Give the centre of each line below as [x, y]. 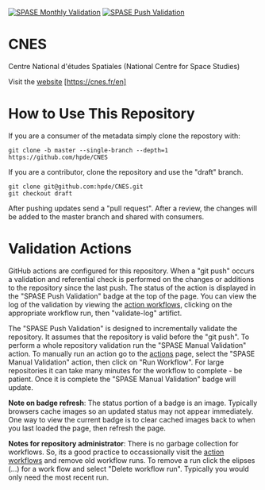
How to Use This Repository [102, 114]
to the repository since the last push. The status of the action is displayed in [132, 287]
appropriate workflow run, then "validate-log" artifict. [95, 313]
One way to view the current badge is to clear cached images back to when [132, 419]
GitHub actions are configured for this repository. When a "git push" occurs [132, 271]
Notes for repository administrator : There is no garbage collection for [123, 443]
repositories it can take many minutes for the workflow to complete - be [125, 370]
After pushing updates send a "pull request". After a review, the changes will [133, 208]
